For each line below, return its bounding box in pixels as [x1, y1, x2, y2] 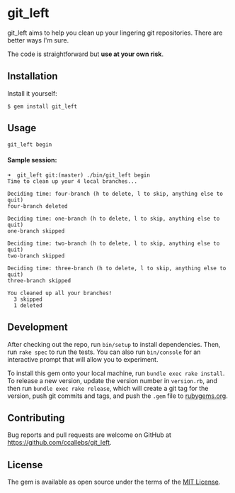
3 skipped [13, 296, 42, 303]
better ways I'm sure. [7, 35, 69, 44]
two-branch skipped [7, 252, 65, 260]
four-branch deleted [7, 202, 69, 210]
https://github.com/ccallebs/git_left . [7, 438, 112, 447]
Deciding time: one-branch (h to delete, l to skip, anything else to [7, 215, 220, 222]
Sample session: [7, 156, 57, 165]
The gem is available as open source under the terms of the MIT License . [7, 477, 221, 487]
